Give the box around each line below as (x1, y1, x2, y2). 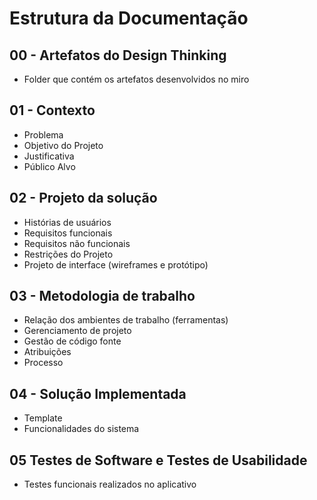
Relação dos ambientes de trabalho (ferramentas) (23, 314, 229, 326)
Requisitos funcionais (23, 227, 113, 239)
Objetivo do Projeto (23, 139, 104, 151)
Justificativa (23, 150, 75, 162)
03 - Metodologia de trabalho (9, 288, 196, 305)
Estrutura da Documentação (9, 7, 249, 30)
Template (23, 412, 63, 424)
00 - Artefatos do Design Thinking (9, 47, 227, 64)
